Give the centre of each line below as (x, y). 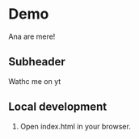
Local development (58, 107)
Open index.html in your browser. (75, 126)
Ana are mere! (32, 36)
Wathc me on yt (35, 81)
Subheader (37, 62)
